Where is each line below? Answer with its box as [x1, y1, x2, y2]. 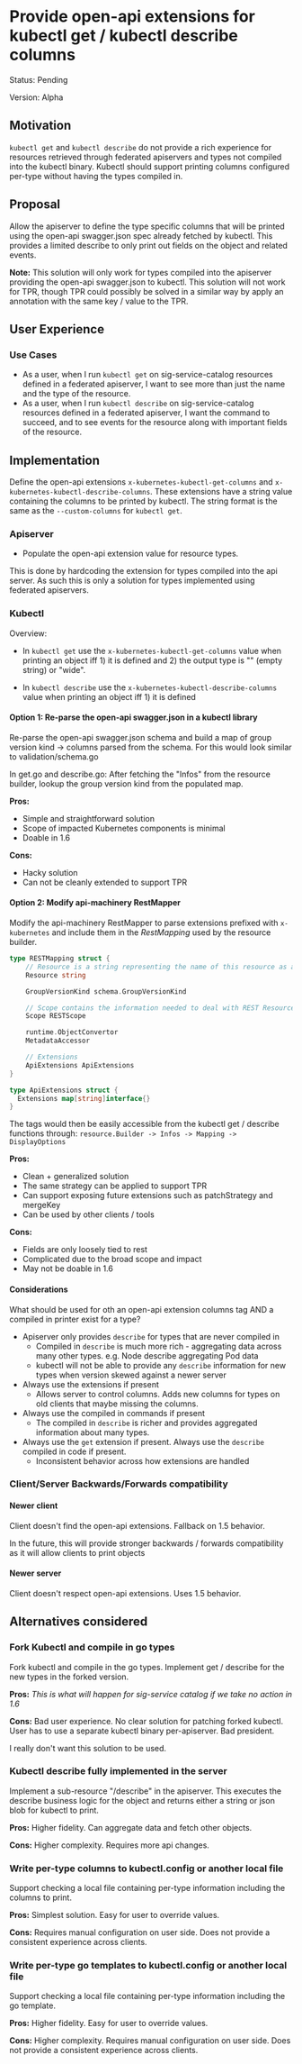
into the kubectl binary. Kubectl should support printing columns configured [9, 160, 290, 172]
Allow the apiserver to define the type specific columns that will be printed [9, 221, 285, 232]
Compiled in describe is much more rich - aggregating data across [35, 1341, 282, 1351]
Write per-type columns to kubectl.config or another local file [9, 1862, 284, 1875]
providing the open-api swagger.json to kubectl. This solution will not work [9, 277, 286, 287]
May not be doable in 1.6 [22, 1263, 114, 1274]
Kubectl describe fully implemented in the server [9, 1765, 227, 1778]
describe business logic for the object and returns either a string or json [9, 1795, 276, 1805]
